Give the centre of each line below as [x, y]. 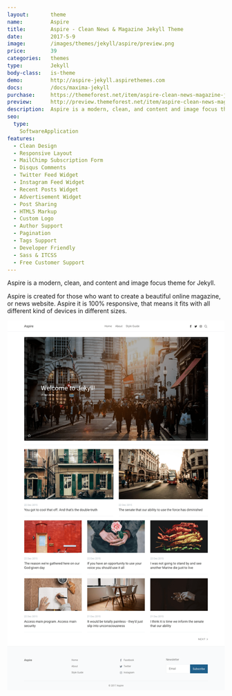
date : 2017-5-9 [41, 37]
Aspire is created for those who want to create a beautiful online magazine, [114, 297]
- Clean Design [35, 146]
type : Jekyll [38, 66]
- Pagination [32, 234]
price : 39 [32, 51]
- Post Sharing [35, 204]
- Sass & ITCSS [35, 255]
